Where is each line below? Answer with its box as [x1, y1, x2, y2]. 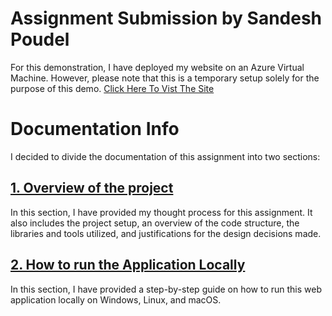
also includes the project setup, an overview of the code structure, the [10, 217, 300, 229]
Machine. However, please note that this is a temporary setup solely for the [10, 72, 320, 84]
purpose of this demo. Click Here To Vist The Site [10, 82, 215, 94]
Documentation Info [10, 118, 180, 141]
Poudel [10, 28, 70, 51]
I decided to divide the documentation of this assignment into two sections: [10, 150, 321, 162]
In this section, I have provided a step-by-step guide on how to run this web [10, 283, 323, 295]
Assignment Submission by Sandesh [10, 7, 323, 30]
